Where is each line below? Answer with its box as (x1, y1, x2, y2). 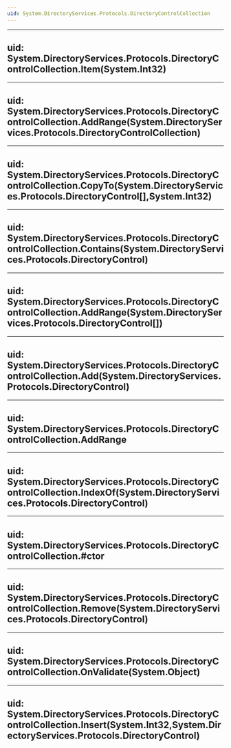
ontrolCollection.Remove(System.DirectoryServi (7, 603, 221, 615)
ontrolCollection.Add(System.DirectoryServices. (7, 371, 221, 382)
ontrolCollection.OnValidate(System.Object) (7, 666, 201, 678)
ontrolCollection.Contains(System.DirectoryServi (7, 243, 224, 255)
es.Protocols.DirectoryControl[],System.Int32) (7, 190, 212, 202)
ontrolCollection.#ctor (7, 550, 105, 562)
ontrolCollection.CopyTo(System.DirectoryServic (7, 179, 223, 191)
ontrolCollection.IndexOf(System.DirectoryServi (7, 486, 220, 498)
